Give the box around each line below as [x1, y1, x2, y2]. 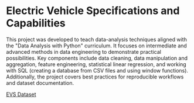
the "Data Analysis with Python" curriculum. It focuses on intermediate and [6, 42, 188, 49]
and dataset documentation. [6, 79, 74, 86]
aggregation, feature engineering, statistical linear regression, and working [6, 60, 186, 68]
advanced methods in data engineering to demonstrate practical [6, 48, 161, 55]
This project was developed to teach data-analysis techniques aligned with [6, 36, 188, 43]
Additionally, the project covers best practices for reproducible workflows [6, 73, 184, 80]
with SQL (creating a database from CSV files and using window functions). [6, 67, 189, 74]
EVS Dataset [6, 91, 36, 98]
